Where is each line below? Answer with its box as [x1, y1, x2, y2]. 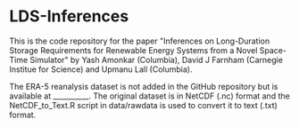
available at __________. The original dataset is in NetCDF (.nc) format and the [9, 91, 290, 101]
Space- [259, 44, 287, 55]
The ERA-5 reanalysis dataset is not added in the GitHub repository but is [9, 81, 278, 91]
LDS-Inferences [9, 6, 129, 27]
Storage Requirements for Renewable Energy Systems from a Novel [9, 44, 258, 55]
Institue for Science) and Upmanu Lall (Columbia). [9, 64, 193, 75]
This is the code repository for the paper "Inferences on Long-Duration [9, 36, 270, 46]
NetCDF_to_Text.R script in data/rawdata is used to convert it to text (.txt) [9, 99, 278, 110]
